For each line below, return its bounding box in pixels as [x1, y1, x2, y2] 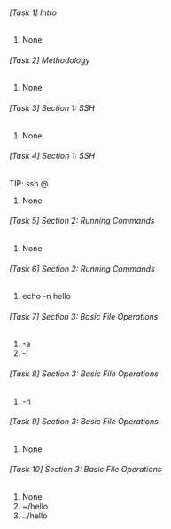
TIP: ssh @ [9, 178, 49, 188]
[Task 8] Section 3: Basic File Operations [9, 368, 159, 379]
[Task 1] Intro [9, 7, 58, 18]
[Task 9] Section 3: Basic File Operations [9, 416, 159, 427]
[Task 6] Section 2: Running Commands [9, 263, 155, 274]
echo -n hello [21, 291, 71, 302]
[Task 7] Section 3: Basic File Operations [9, 311, 159, 321]
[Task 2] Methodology [9, 54, 90, 66]
